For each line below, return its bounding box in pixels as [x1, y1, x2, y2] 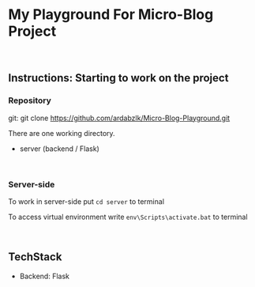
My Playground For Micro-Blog [8, 6, 214, 24]
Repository [8, 95, 51, 106]
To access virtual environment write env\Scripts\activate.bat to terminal [8, 212, 248, 221]
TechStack [8, 251, 62, 264]
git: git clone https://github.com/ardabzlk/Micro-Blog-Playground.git [8, 113, 231, 123]
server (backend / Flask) [19, 144, 100, 153]
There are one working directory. [8, 128, 116, 138]
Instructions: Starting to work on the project [8, 71, 229, 85]
